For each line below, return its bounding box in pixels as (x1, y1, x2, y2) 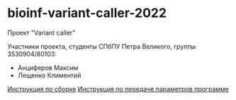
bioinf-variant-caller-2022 (7, 5, 167, 21)
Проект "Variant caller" (7, 28, 76, 37)
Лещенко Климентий (17, 71, 82, 79)
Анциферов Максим (17, 63, 79, 72)
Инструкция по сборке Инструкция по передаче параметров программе (7, 84, 229, 93)
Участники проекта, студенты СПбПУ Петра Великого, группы (7, 42, 196, 50)
